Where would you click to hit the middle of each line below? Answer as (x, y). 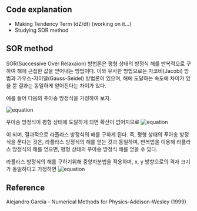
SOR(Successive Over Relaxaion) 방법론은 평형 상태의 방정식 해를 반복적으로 (96, 63)
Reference (26, 188)
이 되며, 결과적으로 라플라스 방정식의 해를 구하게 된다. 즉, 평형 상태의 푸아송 (92, 134)
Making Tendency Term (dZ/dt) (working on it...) (73, 24)
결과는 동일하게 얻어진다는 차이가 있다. (63, 85)
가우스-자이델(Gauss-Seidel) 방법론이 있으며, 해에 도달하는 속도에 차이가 (101, 78)
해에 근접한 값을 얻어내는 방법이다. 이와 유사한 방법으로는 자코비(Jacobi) (100, 71)
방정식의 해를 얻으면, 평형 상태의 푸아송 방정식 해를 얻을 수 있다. (85, 149)
